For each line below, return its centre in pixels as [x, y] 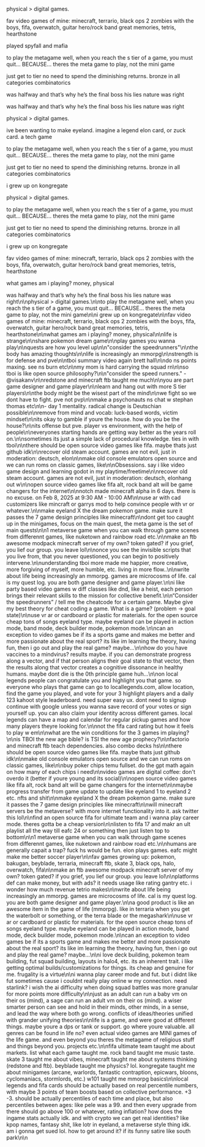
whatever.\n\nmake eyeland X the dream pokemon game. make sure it [95, 510]
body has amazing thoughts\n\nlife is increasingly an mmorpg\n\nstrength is [102, 354]
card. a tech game [29, 137]
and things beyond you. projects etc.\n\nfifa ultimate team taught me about [101, 1046]
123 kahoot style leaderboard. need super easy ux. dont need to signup [96, 700]
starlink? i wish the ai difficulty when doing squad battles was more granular [102, 987]
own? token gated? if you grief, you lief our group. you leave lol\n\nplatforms [102, 876]
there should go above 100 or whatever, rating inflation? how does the [94, 1111]
